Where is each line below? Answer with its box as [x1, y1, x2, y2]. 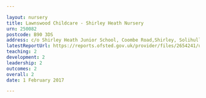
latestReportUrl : [6, 43, 51, 49]
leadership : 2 [6, 59, 43, 66]
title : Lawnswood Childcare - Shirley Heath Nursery [6, 20, 144, 26]
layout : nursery [6, 14, 48, 20]
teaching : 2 [6, 48, 37, 55]
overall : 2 [6, 71, 34, 77]
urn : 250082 [6, 26, 37, 32]
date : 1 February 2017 [6, 77, 64, 83]
